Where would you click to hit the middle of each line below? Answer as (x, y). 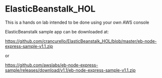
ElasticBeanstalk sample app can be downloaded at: (57, 31)
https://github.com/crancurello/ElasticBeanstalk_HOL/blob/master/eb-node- (81, 41)
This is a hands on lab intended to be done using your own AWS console (77, 22)
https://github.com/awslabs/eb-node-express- (52, 65)
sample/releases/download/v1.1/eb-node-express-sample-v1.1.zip (70, 70)
